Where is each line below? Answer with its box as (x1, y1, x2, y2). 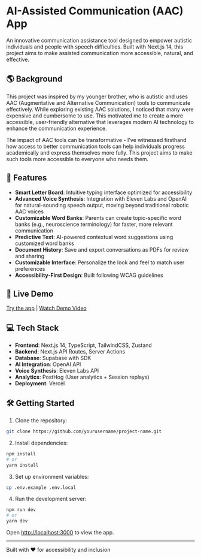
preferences (14, 265, 45, 272)
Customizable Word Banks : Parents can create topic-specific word (14, 214, 181, 221)
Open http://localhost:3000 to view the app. (6, 529, 115, 536)
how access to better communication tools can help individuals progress (6, 143, 185, 150)
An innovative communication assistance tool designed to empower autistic (6, 37, 193, 44)
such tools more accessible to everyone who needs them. (6, 155, 149, 162)
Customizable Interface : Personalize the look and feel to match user (14, 259, 185, 266)
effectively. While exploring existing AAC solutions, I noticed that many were (6, 105, 194, 113)
